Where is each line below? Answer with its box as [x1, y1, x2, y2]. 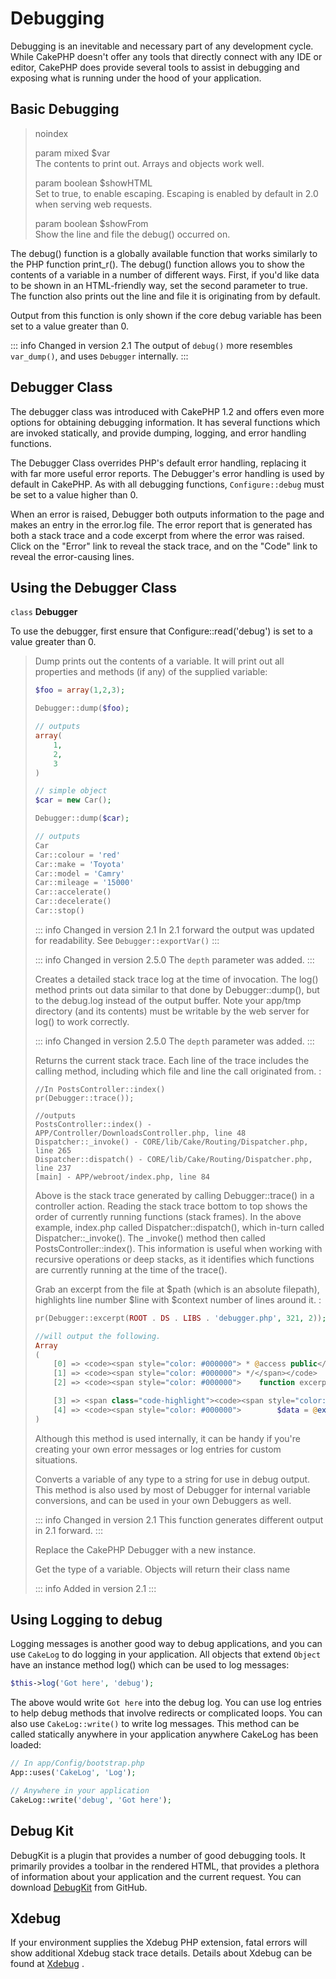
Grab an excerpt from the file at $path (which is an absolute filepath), [34, 1283, 320, 1295]
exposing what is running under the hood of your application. [10, 72, 262, 84]
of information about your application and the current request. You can [10, 1870, 302, 1882]
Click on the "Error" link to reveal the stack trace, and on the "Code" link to [10, 540, 318, 552]
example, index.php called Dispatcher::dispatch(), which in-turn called [34, 1221, 325, 1233]
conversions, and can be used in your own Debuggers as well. [34, 1494, 292, 1506]
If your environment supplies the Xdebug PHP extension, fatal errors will [10, 1937, 308, 1949]
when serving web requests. [34, 198, 153, 210]
